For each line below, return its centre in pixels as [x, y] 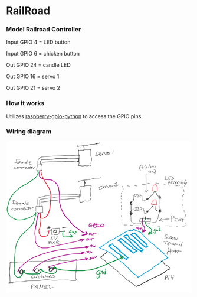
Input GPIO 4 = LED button [38, 42]
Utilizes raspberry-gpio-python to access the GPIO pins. [74, 116]
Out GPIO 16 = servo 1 [33, 76]
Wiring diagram [29, 131]
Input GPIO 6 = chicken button [43, 54]
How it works [25, 103]
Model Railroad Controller [44, 30]
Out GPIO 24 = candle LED [38, 65]
